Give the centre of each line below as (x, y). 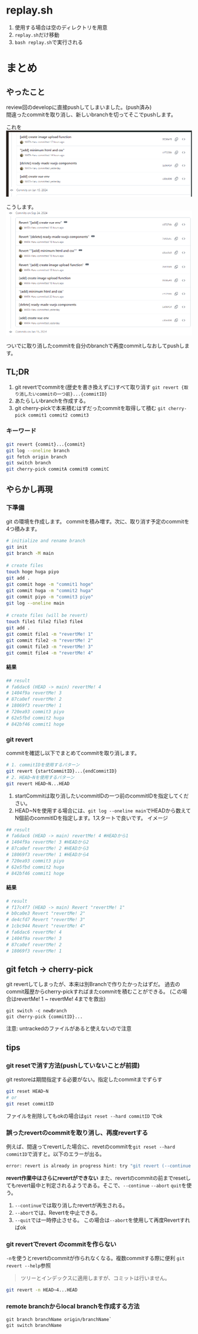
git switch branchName (34, 1326)
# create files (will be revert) (47, 616)
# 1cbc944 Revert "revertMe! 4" (46, 926)
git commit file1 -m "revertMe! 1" (50, 635)
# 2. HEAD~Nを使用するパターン (40, 777)
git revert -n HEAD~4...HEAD (42, 1290)
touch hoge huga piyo (33, 572)
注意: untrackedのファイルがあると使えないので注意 (69, 1029)
